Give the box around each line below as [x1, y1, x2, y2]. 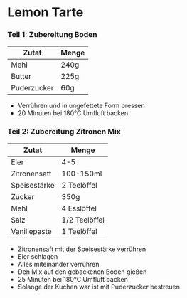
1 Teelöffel [61, 226, 97, 236]
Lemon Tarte [7, 4, 84, 21]
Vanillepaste [11, 226, 52, 236]
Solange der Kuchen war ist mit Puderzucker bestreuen [17, 282, 180, 291]
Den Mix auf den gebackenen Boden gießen [17, 267, 147, 276]
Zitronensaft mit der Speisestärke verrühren [17, 245, 146, 253]
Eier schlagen [17, 252, 58, 260]
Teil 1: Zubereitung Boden [7, 30, 97, 40]
